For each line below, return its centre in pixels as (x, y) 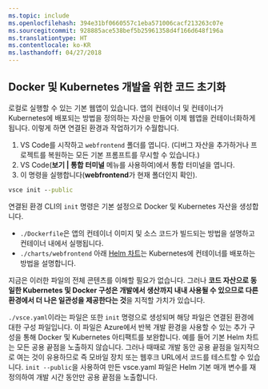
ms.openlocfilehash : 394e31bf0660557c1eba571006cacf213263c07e (116, 23)
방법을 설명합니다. (48, 263)
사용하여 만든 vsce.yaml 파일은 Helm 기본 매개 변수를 (164, 367)
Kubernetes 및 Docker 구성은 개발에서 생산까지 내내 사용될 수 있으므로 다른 (140, 290)
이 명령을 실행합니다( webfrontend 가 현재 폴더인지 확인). (108, 175)
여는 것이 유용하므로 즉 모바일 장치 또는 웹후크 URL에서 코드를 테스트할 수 (131, 357)
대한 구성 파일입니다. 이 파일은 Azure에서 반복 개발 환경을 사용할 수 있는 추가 (128, 327)
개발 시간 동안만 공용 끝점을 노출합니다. (97, 377)
